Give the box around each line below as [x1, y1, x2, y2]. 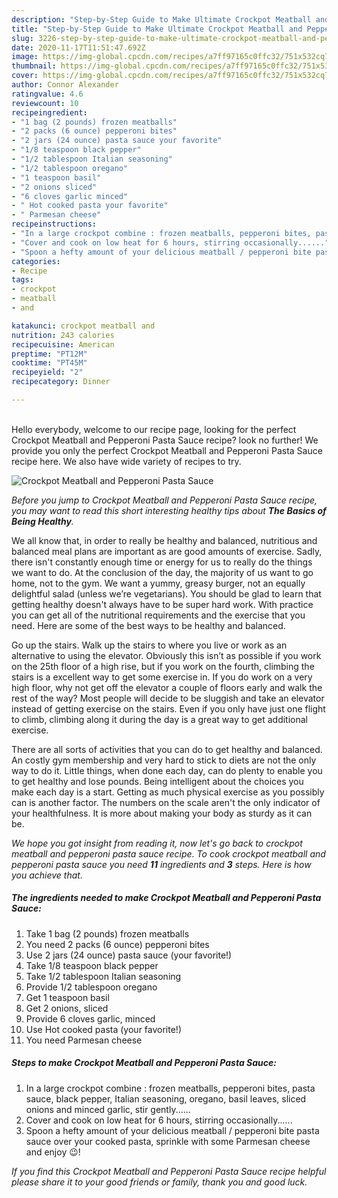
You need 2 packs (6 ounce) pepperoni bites [25, 938, 210, 950]
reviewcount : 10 [11, 98, 79, 108]
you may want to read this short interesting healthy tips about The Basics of [11, 504, 327, 516]
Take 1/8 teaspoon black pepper [25, 959, 159, 971]
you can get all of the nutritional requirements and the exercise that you [11, 609, 306, 621]
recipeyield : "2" [11, 367, 84, 378]
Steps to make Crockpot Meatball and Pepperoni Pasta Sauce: [11, 1057, 277, 1069]
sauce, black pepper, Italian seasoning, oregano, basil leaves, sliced [25, 1092, 307, 1105]
